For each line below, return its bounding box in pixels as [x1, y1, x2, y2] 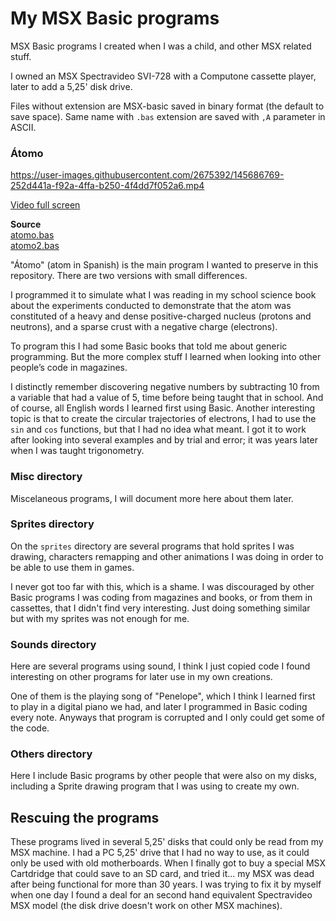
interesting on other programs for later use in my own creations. [10, 671, 273, 683]
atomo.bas [10, 229, 55, 241]
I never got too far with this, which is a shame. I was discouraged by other [10, 580, 315, 592]
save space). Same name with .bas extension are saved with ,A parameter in [10, 110, 326, 122]
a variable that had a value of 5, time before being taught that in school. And [10, 392, 324, 404]
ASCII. [10, 121, 37, 133]
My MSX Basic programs [10, 7, 220, 30]
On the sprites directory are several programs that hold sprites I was [10, 540, 295, 552]
